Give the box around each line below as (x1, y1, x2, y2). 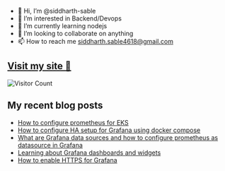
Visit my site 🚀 (7, 60, 72, 72)
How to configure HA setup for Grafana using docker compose (17, 126, 201, 134)
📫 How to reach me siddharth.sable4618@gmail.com (17, 37, 173, 45)
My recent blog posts (7, 100, 103, 112)
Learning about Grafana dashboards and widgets (17, 148, 161, 157)
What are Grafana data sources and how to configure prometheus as (17, 133, 218, 141)
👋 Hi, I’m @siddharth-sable (17, 7, 96, 15)
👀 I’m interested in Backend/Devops (17, 14, 122, 23)
